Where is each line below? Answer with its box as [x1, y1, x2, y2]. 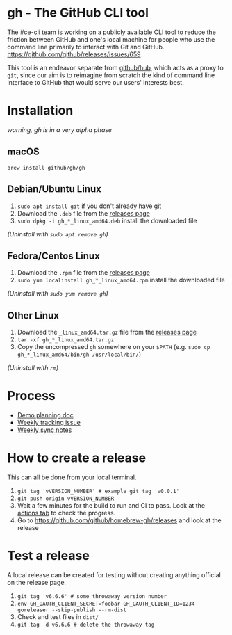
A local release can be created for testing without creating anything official [7, 570, 221, 579]
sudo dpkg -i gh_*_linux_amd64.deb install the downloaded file [17, 216, 197, 225]
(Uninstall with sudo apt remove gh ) [7, 230, 109, 238]
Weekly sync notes [17, 426, 72, 434]
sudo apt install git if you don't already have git [17, 202, 162, 210]
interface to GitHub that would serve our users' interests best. [7, 78, 184, 86]
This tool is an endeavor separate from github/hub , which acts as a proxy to [7, 63, 224, 72]
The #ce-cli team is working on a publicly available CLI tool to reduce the [7, 28, 217, 36]
